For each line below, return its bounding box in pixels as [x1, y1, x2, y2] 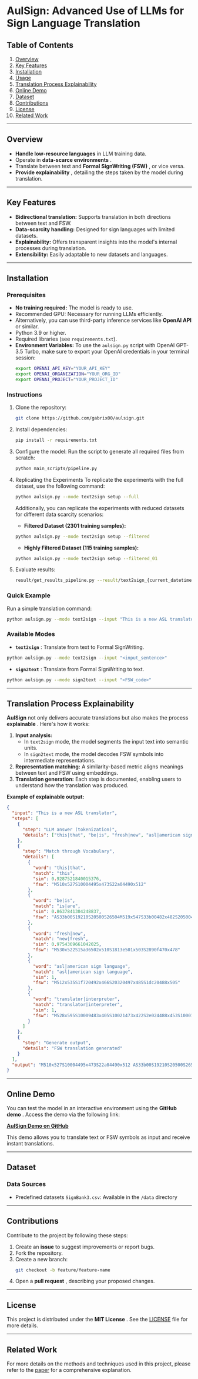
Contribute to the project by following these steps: [6, 1231, 128, 1239]
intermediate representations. [24, 757, 96, 764]
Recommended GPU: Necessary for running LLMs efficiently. [15, 311, 163, 318]
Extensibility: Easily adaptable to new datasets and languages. [15, 251, 168, 258]
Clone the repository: [15, 404, 67, 411]
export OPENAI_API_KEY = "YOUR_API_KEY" [15, 366, 110, 372]
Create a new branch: [15, 1255, 68, 1263]
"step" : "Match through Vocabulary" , [22, 848, 115, 854]
